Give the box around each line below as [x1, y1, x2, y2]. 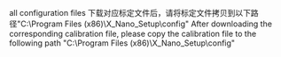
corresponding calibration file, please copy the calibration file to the [9, 29, 257, 39]
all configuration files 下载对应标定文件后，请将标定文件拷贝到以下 [9, 8, 251, 18]
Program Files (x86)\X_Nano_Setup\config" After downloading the [30, 18, 273, 29]
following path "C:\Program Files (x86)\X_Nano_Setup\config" [9, 38, 236, 48]
